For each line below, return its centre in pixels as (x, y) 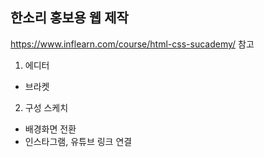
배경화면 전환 (50, 129)
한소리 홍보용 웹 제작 (69, 18)
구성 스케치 (46, 107)
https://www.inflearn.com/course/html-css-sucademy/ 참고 (132, 44)
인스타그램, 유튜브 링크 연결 (78, 141)
